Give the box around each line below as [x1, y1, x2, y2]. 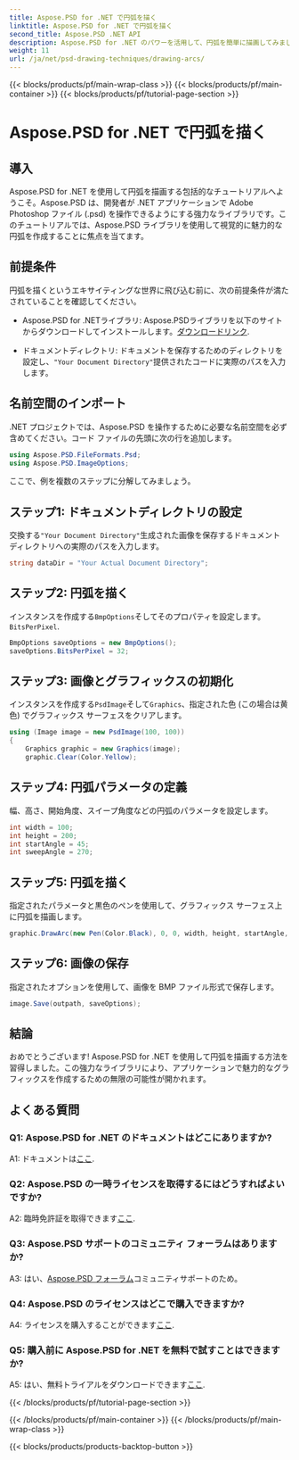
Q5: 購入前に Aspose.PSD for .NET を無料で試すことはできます [9, 1344, 280, 1356]
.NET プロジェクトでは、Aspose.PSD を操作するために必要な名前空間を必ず [9, 421, 287, 432]
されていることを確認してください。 [9, 295, 141, 306]
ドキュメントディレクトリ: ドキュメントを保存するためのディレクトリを [21, 344, 283, 355]
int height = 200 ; [9, 831, 77, 840]
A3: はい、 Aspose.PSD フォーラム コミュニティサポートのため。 [9, 1273, 243, 1283]
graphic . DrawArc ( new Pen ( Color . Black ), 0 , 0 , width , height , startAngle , [9, 929, 289, 938]
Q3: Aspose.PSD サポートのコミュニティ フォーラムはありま [9, 1238, 269, 1250]
